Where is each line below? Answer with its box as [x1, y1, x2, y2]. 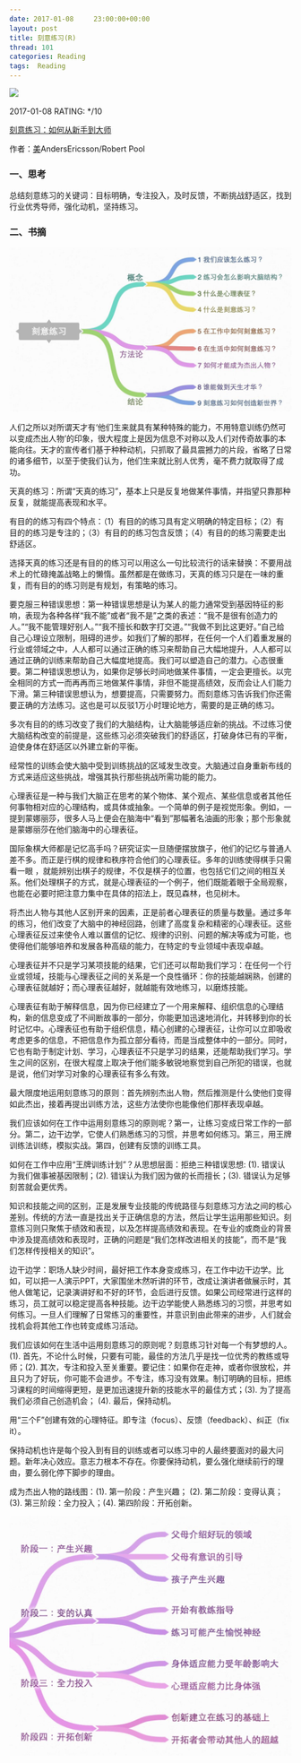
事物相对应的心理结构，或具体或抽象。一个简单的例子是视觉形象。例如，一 [16, 801, 292, 812]
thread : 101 [9, 43, 54, 52]
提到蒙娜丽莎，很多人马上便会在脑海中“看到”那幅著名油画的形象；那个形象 [9, 812, 284, 824]
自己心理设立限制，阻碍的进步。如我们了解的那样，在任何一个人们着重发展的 [9, 632, 292, 643]
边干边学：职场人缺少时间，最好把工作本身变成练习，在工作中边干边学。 [9, 1264, 276, 1275]
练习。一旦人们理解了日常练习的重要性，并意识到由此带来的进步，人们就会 [16, 1309, 292, 1319]
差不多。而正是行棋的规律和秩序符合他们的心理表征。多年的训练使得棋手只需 [9, 854, 292, 865]
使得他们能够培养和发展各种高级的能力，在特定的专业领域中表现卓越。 [9, 940, 269, 951]
